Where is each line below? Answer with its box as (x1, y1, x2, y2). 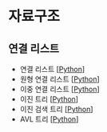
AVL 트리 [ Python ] (19, 114, 79, 124)
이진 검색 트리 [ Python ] (19, 105, 93, 114)
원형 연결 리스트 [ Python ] (19, 74, 100, 84)
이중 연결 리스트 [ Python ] (19, 85, 100, 94)
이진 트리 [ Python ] (19, 94, 78, 104)
